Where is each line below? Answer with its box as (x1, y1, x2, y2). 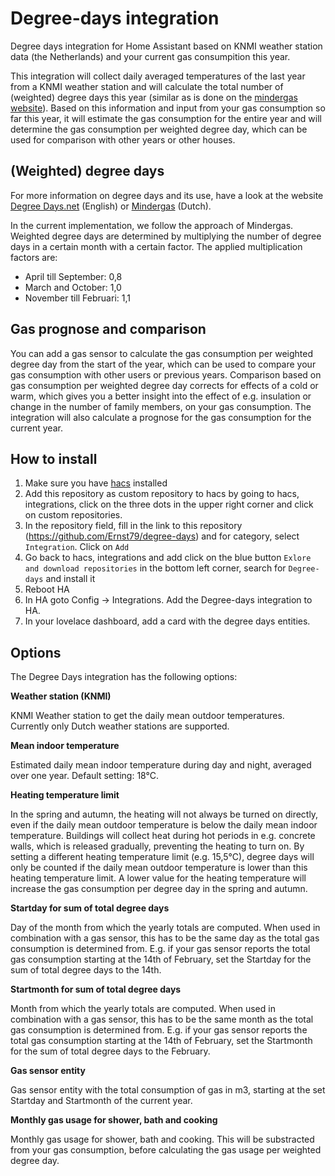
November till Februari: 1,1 (24, 292, 131, 304)
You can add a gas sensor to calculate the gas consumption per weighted (10, 347, 314, 359)
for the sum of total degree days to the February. (10, 1045, 211, 1057)
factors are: (10, 251, 58, 263)
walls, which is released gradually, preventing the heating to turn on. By (10, 840, 305, 852)
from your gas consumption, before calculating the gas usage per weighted (10, 1144, 322, 1156)
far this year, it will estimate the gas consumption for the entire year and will (10, 112, 322, 124)
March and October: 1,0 (24, 281, 122, 293)
